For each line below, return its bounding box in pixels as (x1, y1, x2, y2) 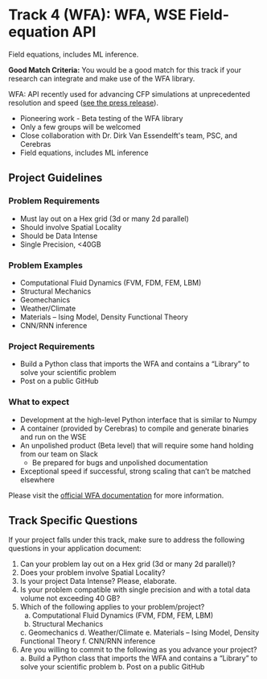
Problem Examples (8, 260, 83, 271)
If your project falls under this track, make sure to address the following (8, 535, 245, 545)
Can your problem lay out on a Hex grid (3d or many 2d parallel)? (19, 559, 236, 569)
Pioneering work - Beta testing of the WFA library (19, 113, 183, 123)
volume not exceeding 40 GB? (19, 594, 121, 603)
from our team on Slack (19, 449, 98, 459)
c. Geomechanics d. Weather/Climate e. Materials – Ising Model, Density (19, 627, 260, 638)
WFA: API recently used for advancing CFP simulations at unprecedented (8, 89, 251, 98)
